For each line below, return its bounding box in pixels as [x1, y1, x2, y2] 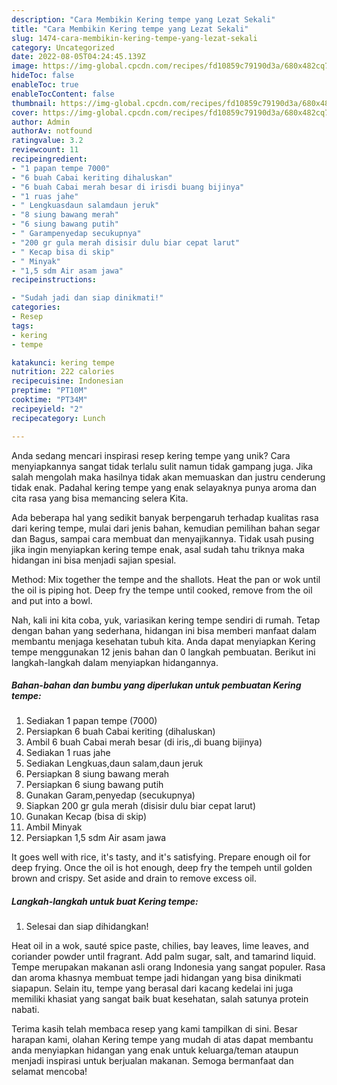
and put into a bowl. [11, 594, 93, 606]
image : [11, 61, 39, 71]
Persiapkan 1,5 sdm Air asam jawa [25, 832, 167, 844]
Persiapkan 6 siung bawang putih [25, 779, 164, 791]
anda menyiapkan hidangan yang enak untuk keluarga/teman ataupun [11, 1044, 299, 1056]
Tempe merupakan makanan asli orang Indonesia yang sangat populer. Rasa [11, 961, 326, 973]
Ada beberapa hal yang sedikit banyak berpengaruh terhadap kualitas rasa [11, 511, 319, 523]
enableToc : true [11, 80, 79, 90]
